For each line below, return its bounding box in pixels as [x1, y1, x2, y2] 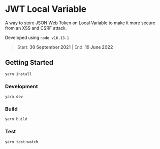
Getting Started [5, 58, 54, 67]
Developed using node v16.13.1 [5, 35, 69, 40]
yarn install [5, 72, 32, 76]
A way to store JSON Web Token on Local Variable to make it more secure [5, 20, 156, 26]
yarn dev [5, 94, 23, 99]
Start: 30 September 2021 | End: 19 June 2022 [17, 44, 113, 50]
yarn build [5, 117, 28, 122]
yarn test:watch [5, 139, 38, 144]
